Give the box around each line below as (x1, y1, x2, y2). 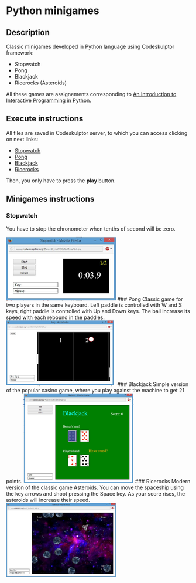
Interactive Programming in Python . (6, 97, 92, 104)
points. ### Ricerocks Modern (6, 477, 191, 484)
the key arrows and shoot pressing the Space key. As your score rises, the (6, 490, 185, 497)
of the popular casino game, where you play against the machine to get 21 (6, 387, 184, 394)
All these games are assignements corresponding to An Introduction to (6, 91, 177, 97)
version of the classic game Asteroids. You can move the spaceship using (6, 484, 184, 491)
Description (6, 28, 50, 38)
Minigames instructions (6, 194, 95, 204)
